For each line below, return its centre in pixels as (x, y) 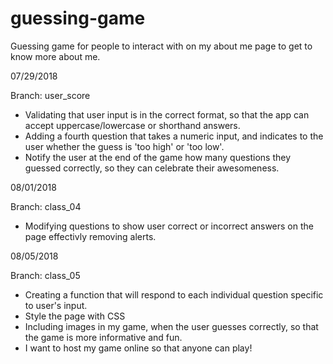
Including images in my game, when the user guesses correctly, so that (171, 326)
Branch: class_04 (46, 206)
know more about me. (55, 56)
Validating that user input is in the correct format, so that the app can (167, 114)
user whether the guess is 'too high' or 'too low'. (124, 146)
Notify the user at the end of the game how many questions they (158, 157)
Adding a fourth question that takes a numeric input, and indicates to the (174, 136)
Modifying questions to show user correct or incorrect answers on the (169, 226)
